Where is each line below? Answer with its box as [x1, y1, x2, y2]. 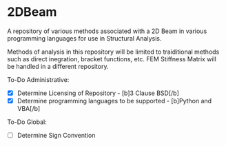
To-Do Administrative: [7, 75, 70, 83]
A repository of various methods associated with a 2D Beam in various [7, 27, 207, 35]
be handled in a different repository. [7, 62, 109, 70]
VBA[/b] [17, 105, 41, 113]
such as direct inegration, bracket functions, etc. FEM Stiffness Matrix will [7, 54, 217, 63]
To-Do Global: [7, 118, 47, 126]
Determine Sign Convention [17, 132, 96, 140]
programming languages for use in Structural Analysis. [7, 34, 162, 42]
